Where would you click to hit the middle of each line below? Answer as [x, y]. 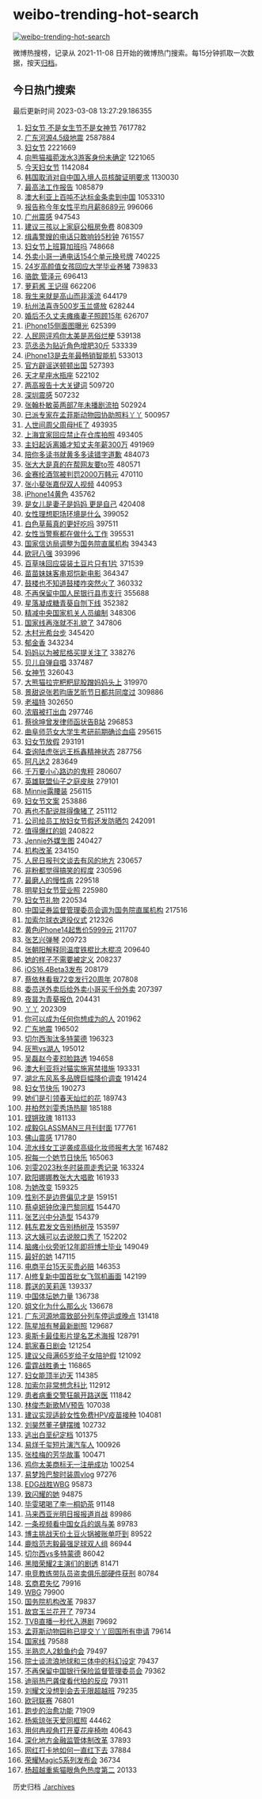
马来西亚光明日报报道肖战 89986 [78, 1514]
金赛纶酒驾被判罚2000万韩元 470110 [84, 474]
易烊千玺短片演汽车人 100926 [72, 1444]
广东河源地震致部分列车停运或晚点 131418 [91, 1316]
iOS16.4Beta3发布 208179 [66, 969]
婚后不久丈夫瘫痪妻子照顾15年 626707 [86, 315]
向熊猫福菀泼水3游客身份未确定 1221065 [89, 157]
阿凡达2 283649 [51, 761]
